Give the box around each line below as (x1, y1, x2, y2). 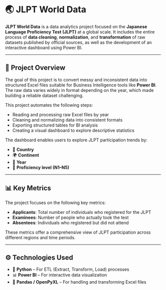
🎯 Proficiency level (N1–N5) (12, 164, 70, 170)
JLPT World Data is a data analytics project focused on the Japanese (5, 23, 147, 30)
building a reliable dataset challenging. (5, 92, 84, 98)
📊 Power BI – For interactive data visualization (12, 272, 107, 278)
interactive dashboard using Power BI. (5, 44, 83, 50)
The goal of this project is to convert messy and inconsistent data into (5, 77, 147, 83)
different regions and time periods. (5, 234, 76, 240)
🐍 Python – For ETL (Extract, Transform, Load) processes (12, 266, 129, 272)
